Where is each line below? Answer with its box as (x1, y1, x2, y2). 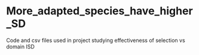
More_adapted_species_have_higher (6, 4, 193, 18)
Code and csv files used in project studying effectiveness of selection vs (6, 36, 185, 44)
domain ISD (6, 43, 35, 50)
